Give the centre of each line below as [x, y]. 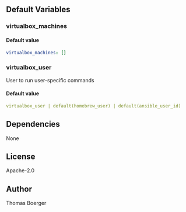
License [21, 156]
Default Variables [38, 10]
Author [19, 189]
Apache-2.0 [20, 171]
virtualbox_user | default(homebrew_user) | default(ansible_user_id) [94, 106]
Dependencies [33, 124]
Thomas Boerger [26, 203]
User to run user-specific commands [50, 80]
